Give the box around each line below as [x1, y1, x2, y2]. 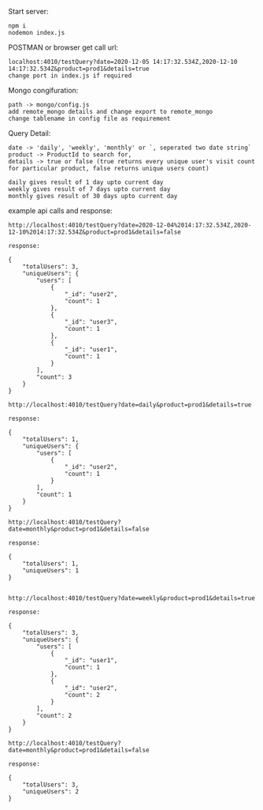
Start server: [8, 7, 49, 16]
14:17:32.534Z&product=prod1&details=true [8, 65, 150, 73]
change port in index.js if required [8, 72, 132, 80]
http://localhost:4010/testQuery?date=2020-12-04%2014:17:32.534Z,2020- [8, 221, 252, 229]
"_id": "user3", [64, 318, 118, 326]
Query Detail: [8, 129, 51, 137]
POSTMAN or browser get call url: [8, 43, 119, 52]
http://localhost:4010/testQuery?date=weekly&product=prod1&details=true [8, 594, 256, 602]
